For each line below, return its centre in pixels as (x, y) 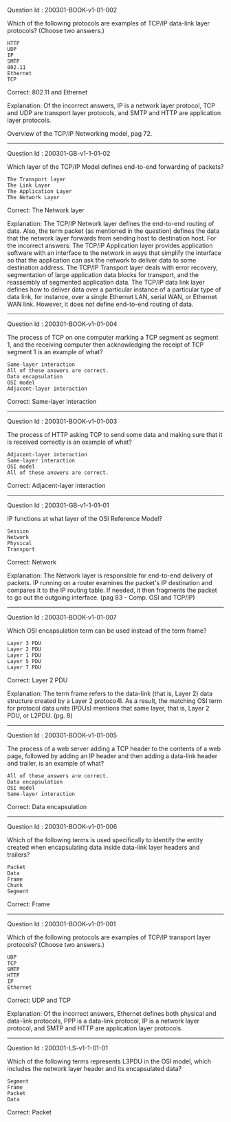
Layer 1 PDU (24, 655)
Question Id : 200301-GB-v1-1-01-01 (58, 505)
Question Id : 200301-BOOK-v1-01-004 (62, 324)
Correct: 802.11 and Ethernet (47, 92)
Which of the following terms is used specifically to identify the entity (105, 840)
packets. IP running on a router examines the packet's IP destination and (110, 583)
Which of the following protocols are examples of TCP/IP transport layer (109, 937)
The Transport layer (37, 179)
